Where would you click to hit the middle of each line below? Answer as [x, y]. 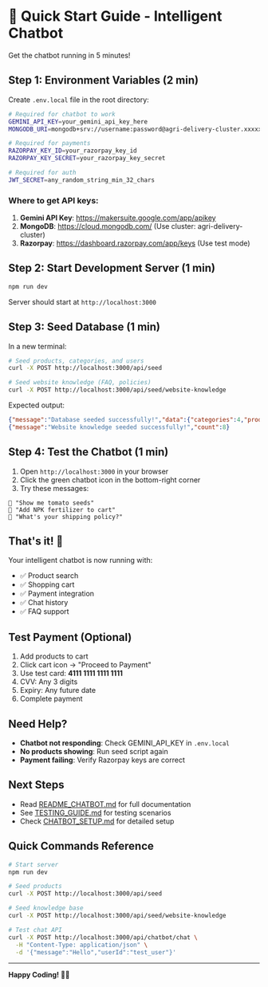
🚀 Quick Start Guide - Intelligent [115, 16]
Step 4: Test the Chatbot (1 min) [89, 452]
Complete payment [51, 699]
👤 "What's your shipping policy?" [66, 517]
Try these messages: [54, 488]
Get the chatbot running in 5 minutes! [69, 55]
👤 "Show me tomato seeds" [51, 503]
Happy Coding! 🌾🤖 [39, 975]
